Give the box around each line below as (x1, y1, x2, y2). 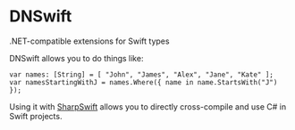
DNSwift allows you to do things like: (9, 53, 144, 63)
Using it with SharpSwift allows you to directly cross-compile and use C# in (9, 101, 287, 112)
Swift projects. (9, 110, 63, 121)
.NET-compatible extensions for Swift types (9, 36, 170, 46)
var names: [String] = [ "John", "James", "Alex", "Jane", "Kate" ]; (9, 69, 274, 79)
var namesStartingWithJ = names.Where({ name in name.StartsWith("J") (9, 77, 278, 86)
